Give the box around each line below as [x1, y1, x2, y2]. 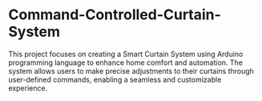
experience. [8, 83, 48, 93]
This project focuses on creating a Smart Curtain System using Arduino [8, 49, 244, 59]
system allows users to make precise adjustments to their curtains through [8, 66, 255, 75]
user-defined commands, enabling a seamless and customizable [8, 75, 222, 84]
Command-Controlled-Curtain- [8, 6, 222, 24]
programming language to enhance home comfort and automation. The [8, 58, 243, 67]
